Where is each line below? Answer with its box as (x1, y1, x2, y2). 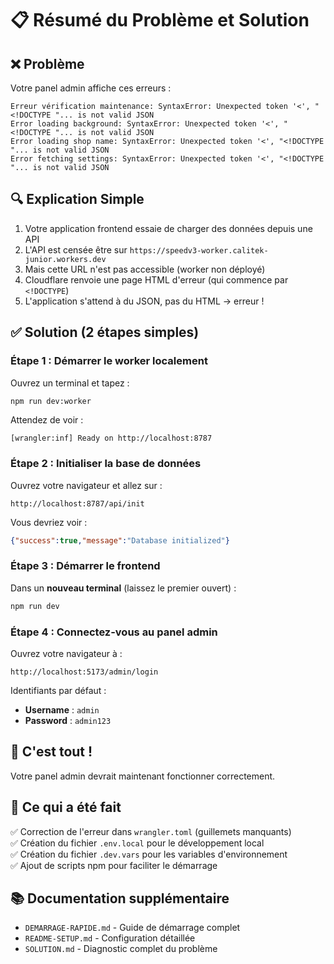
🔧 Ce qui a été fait (10, 799, 122, 816)
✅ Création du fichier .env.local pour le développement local (10, 837, 265, 849)
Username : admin (24, 704, 100, 716)
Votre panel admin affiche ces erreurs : (10, 82, 172, 94)
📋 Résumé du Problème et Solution (10, 9, 310, 32)
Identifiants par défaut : (10, 685, 107, 697)
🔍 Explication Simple (10, 191, 145, 208)
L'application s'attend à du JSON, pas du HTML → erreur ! (24, 295, 265, 307)
